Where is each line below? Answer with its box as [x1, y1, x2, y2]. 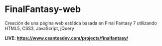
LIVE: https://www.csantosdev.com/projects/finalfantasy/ [4, 35, 128, 41]
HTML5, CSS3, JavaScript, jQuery [4, 25, 74, 31]
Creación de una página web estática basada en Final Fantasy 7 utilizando [4, 20, 158, 26]
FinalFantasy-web [4, 3, 81, 15]
